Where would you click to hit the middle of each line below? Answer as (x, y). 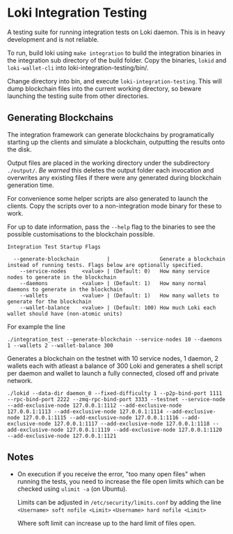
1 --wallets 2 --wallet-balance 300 (60, 346)
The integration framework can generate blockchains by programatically (111, 134)
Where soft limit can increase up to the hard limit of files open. (106, 523)
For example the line (37, 326)
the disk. (20, 149)
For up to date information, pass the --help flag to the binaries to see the (111, 227)
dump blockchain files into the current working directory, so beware (104, 88)
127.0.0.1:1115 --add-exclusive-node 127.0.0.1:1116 (101, 418)
